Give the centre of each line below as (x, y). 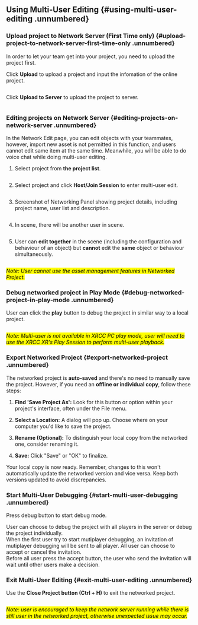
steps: (14, 391)
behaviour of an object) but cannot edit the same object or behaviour (99, 248)
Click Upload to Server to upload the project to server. (72, 97)
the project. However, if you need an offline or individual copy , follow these (98, 384)
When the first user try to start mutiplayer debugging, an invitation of (90, 539)
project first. (21, 62)
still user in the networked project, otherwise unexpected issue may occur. (97, 616)
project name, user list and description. (62, 208)
